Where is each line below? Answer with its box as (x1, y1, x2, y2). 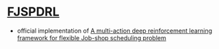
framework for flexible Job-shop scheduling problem (16, 33, 166, 42)
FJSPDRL (7, 4, 60, 20)
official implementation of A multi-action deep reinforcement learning (16, 27, 213, 35)
